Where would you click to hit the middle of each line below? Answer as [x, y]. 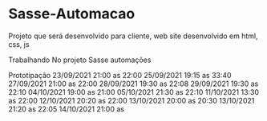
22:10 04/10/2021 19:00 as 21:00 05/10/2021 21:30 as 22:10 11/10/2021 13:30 [133, 92]
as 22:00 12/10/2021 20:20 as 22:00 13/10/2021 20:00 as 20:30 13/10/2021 [131, 100]
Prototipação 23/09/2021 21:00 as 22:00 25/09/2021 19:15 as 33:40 [120, 75]
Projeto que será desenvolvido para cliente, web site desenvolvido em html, [133, 36]
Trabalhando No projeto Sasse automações [80, 60]
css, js [19, 44]
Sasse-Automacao [72, 14]
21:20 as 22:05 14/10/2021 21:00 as [66, 109]
